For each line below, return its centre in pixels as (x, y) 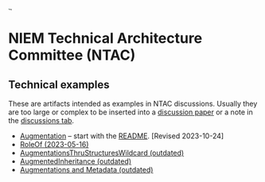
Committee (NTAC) (72, 55)
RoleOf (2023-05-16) (54, 145)
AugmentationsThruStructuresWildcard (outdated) (102, 153)
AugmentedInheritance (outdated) (76, 161)
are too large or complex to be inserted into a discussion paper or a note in (131, 112)
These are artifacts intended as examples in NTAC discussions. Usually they (133, 104)
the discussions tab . (41, 121)
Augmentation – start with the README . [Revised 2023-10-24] (122, 136)
